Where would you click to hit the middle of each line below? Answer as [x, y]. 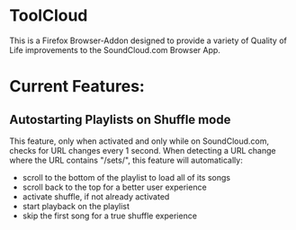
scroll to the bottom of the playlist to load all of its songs [126, 177]
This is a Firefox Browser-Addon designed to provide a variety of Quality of [148, 40]
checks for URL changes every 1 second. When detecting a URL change [143, 150]
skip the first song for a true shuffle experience [110, 216]
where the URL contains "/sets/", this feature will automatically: [126, 160]
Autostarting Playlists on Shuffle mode [120, 119]
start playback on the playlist [76, 206]
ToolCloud [49, 16]
